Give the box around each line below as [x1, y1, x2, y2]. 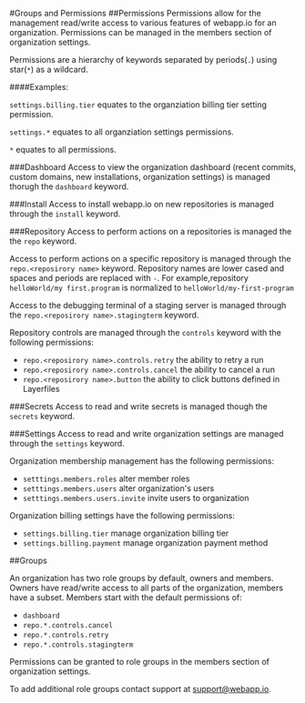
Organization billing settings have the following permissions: [9, 510, 235, 521]
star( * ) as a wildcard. [9, 64, 88, 75]
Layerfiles [22, 384, 61, 394]
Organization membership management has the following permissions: [9, 456, 275, 467]
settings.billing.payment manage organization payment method [22, 537, 269, 548]
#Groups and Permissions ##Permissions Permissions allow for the [9, 8, 261, 18]
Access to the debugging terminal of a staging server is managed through [9, 300, 287, 310]
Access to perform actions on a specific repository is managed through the [9, 254, 291, 264]
